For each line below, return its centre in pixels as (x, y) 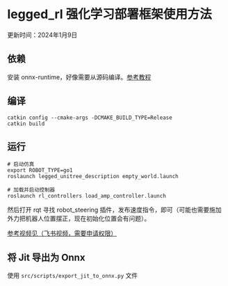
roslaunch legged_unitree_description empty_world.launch (93, 177)
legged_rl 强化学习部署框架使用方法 (109, 14)
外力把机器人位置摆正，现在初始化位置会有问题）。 (79, 219)
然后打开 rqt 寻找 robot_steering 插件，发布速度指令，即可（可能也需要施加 (115, 210)
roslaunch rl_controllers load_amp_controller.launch (87, 196)
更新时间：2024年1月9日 (42, 35)
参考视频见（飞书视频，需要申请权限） (62, 233)
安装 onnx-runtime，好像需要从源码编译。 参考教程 (79, 77)
